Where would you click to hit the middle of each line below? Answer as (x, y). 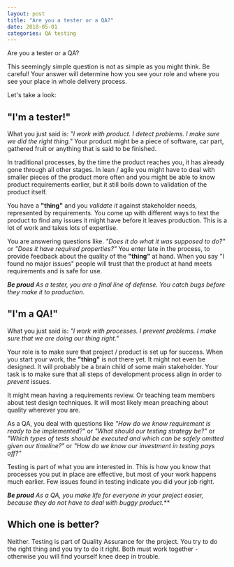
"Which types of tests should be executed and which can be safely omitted (116, 438)
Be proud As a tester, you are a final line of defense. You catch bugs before (116, 285)
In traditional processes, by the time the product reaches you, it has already (116, 162)
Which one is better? (53, 525)
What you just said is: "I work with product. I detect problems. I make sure (114, 134)
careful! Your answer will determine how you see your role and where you (113, 74)
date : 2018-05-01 (32, 27)
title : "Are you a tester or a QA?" (60, 20)
